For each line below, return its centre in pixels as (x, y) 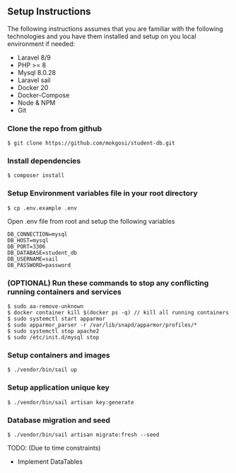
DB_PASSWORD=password (39, 265)
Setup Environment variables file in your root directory (102, 193)
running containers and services (64, 292)
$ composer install (36, 176)
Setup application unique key (58, 387)
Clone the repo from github (55, 128)
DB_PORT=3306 (26, 246)
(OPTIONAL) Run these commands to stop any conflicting (108, 283)
